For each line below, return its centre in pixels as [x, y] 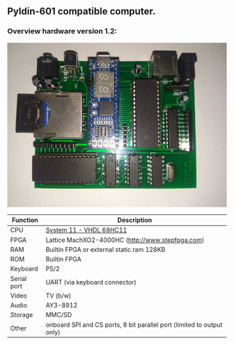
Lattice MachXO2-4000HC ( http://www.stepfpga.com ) [125, 240]
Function [25, 220]
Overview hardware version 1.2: [62, 31]
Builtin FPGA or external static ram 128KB [106, 249]
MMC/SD [59, 315]
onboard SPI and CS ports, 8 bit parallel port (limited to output [134, 324]
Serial [18, 278]
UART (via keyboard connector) [91, 282]
